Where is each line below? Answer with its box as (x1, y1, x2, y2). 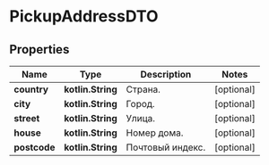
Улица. (126, 112, 155, 124)
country (13, 83, 49, 95)
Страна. (126, 83, 161, 95)
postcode (13, 141, 56, 153)
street (13, 112, 40, 124)
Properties (9, 42, 70, 57)
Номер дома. (126, 127, 184, 139)
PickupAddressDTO (9, 6, 159, 27)
